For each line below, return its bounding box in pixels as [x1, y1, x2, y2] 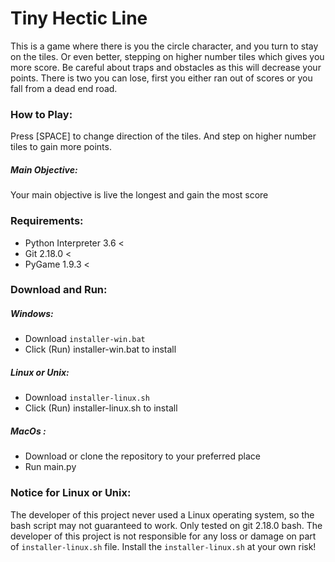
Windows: [10, 308, 54, 320]
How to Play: [10, 107, 73, 121]
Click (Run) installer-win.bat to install [24, 343, 177, 356]
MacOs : [10, 425, 47, 437]
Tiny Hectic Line [10, 7, 148, 30]
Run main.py [24, 461, 77, 473]
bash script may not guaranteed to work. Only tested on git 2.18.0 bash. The [10, 519, 323, 531]
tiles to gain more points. [10, 141, 112, 153]
